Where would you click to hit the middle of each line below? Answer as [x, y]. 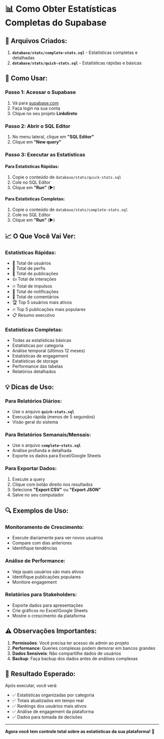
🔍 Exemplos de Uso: [37, 511]
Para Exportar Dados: [31, 469]
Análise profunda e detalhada [42, 451]
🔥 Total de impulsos [32, 286]
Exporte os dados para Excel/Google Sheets [57, 456]
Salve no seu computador [38, 495]
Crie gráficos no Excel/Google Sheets [50, 610]
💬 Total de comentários [35, 297]
